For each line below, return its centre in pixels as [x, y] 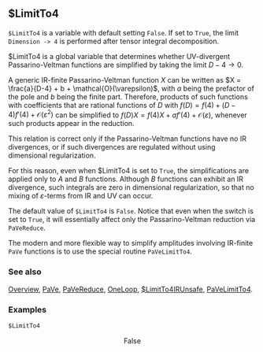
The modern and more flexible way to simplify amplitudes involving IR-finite [131, 243]
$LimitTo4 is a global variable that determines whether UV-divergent [119, 56]
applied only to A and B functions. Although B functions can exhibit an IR [126, 179]
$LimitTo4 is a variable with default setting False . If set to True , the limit [123, 32]
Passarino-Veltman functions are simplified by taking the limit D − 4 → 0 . [126, 65]
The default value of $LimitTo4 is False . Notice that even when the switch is [131, 211]
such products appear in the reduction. [72, 124]
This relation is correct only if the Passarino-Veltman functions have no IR [127, 139]
